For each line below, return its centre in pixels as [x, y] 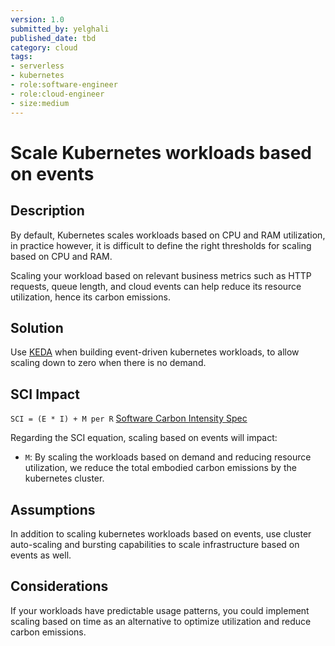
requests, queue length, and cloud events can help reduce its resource [156, 286]
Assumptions [53, 509]
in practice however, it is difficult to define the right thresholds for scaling [161, 245]
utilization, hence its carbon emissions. [90, 297]
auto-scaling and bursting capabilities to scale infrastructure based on [155, 544]
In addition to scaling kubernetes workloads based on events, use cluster [161, 533]
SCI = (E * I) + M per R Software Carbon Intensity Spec [129, 418]
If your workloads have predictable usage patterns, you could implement [160, 610]
